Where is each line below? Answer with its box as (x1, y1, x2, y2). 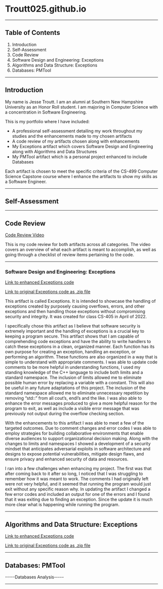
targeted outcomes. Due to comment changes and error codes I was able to (5, 425, 157, 431)
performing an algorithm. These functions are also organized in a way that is (5, 354, 158, 360)
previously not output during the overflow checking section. (5, 411, 125, 417)
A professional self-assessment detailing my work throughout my (12, 128, 143, 134)
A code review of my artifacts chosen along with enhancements (12, 138, 140, 144)
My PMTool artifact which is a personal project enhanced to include (12, 154, 147, 160)
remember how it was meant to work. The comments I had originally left (5, 476, 149, 482)
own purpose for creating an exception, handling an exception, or (5, 349, 136, 355)
